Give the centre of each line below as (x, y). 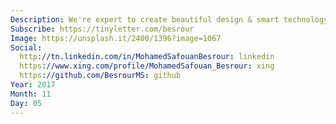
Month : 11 (31, 94)
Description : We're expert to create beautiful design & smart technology (169, 19)
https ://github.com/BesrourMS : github (100, 76)
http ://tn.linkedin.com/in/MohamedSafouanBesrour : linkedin (147, 57)
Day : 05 (26, 103)
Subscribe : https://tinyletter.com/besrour (102, 29)
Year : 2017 (33, 85)
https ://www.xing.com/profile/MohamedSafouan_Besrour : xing (147, 66)
